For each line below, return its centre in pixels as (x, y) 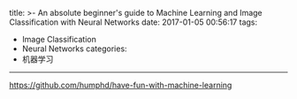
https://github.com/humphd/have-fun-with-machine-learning (121, 85)
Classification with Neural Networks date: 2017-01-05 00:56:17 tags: (133, 22)
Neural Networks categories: (74, 49)
